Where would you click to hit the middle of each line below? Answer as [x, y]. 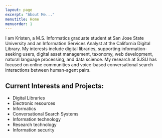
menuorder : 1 [19, 24]
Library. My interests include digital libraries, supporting [63, 49]
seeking [13, 54]
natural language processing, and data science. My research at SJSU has [81, 59]
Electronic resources [34, 103]
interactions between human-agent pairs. [48, 70]
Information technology [37, 119]
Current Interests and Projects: [55, 86]
